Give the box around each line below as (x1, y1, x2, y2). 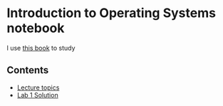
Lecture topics (16, 83, 60, 92)
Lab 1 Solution (16, 90, 58, 99)
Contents (6, 64, 49, 76)
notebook (6, 20, 65, 36)
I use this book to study (6, 43, 76, 52)
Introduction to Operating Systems (6, 5, 217, 21)
